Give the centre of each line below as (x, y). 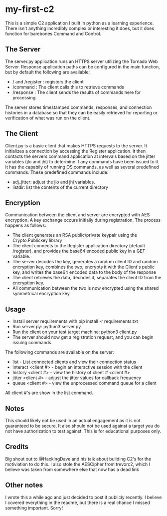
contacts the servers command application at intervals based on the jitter (80, 156)
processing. (25, 97)
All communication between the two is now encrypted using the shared (85, 288)
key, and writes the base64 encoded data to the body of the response (84, 272)
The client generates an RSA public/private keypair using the (75, 235)
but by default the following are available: (48, 72)
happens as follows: (26, 225)
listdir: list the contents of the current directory (60, 187)
